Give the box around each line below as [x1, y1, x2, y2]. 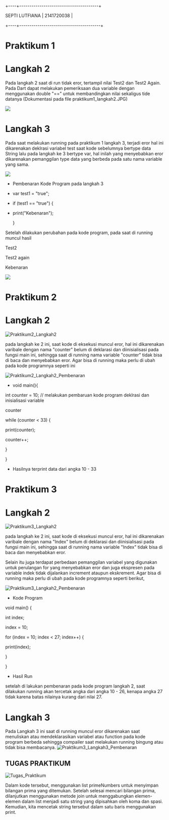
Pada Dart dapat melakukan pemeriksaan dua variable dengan [5, 85, 135, 92]
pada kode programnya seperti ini [5, 362, 76, 369]
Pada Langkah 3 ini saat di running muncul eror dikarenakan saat [5, 728, 140, 735]
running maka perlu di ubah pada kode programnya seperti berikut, [5, 575, 145, 581]
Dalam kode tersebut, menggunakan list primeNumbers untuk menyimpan [5, 782, 159, 789]
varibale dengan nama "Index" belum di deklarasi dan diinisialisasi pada [5, 539, 154, 545]
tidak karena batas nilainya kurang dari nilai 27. [5, 694, 102, 700]
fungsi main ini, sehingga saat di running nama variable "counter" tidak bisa [5, 352, 162, 358]
